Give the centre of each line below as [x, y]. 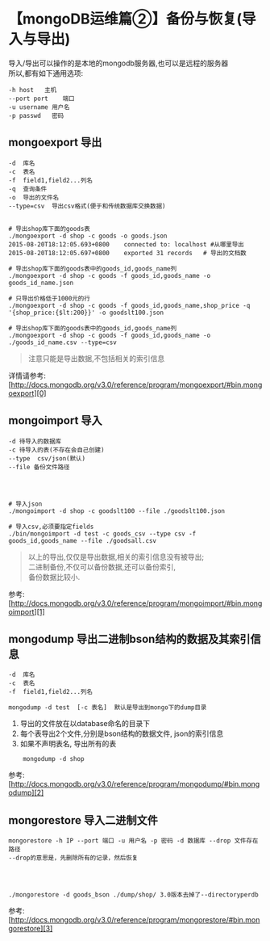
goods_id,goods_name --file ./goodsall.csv [83, 540]
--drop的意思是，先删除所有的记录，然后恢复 [73, 858]
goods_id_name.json [41, 283]
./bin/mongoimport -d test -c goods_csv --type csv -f [102, 534]
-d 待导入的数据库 [35, 441]
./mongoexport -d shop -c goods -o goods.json [88, 236]
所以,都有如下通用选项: [46, 73]
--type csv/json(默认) [47, 458]
